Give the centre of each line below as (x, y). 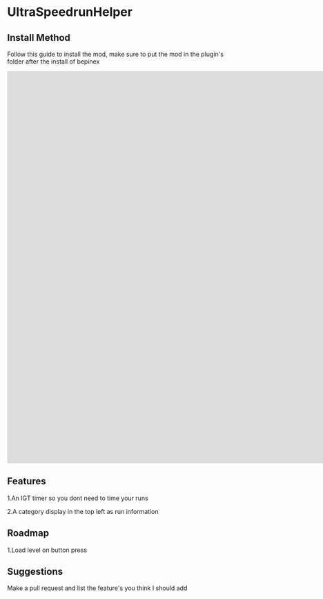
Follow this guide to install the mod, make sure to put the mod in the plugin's (116, 54)
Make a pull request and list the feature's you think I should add (97, 588)
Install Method (39, 38)
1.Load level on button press (47, 550)
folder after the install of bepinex (53, 62)
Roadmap (28, 533)
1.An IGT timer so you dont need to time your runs (78, 498)
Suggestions (35, 572)
